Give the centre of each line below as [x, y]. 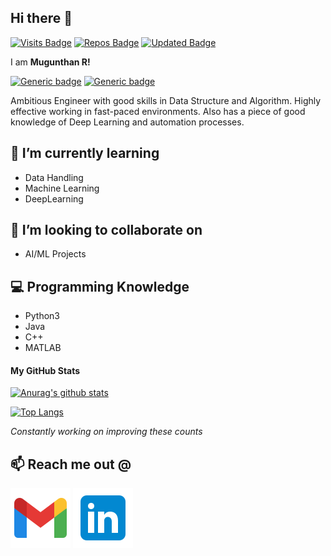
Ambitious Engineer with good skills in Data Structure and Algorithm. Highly [166, 100]
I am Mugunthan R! [50, 62]
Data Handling [54, 177]
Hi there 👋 [41, 18]
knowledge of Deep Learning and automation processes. [127, 122]
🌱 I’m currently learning [85, 153]
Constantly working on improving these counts [106, 432]
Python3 [42, 316]
